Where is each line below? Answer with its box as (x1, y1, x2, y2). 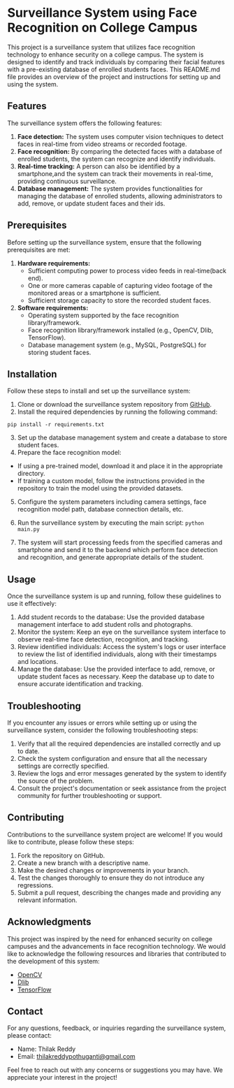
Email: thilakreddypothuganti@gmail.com (17, 1052, 136, 1061)
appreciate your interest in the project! (7, 1073, 117, 1082)
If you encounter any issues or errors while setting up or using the (7, 718, 198, 727)
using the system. (7, 80, 59, 88)
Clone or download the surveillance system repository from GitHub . (17, 400, 212, 409)
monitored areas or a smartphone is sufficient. (27, 289, 161, 297)
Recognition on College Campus (7, 20, 198, 36)
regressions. (17, 880, 54, 889)
